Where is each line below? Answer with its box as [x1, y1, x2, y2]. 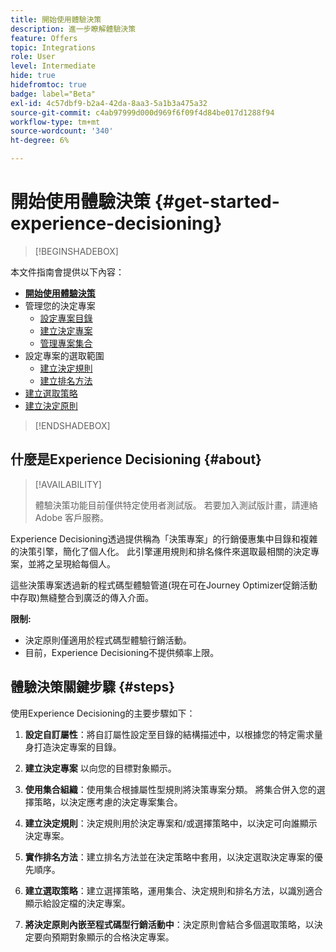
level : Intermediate [10, 61, 97, 71]
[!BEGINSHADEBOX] [34, 245, 119, 257]
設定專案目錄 [39, 312, 93, 324]
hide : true [10, 71, 56, 81]
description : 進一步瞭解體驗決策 [10, 24, 137, 34]
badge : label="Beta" [10, 89, 97, 99]
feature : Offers [10, 33, 78, 43]
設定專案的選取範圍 [24, 349, 105, 361]
